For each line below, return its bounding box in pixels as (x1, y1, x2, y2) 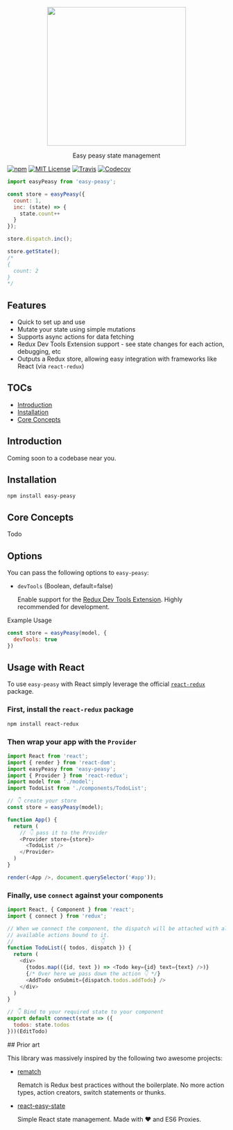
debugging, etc (17, 348, 61, 356)
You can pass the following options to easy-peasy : (7, 569, 149, 576)
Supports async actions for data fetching (17, 333, 135, 341)
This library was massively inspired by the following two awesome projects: (7, 1054, 223, 1062)
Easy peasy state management (72, 151, 161, 160)
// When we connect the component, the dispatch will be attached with (7, 925, 218, 932)
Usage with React (7, 662, 85, 674)
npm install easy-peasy (7, 493, 76, 499)
